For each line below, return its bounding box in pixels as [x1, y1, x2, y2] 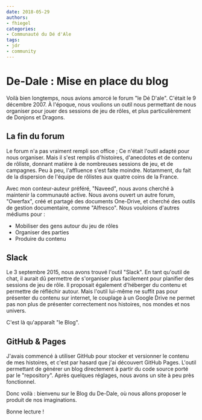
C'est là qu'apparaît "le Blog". [6, 319, 80, 326]
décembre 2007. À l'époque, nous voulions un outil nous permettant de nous [6, 100, 197, 108]
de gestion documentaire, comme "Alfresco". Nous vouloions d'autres [6, 204, 180, 211]
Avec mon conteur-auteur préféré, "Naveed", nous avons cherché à [6, 185, 174, 192]
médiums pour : [6, 210, 45, 218]
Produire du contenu [14, 235, 66, 242]
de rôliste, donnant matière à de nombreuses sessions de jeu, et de [6, 160, 174, 167]
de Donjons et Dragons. [6, 113, 65, 121]
